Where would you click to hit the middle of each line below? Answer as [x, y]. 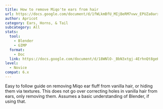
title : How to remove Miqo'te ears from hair [52, 9]
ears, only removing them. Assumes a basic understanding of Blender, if [77, 96]
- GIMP [20, 45]
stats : [12, 32]
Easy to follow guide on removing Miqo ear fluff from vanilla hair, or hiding [79, 86]
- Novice [18, 68]
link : [15, 59]
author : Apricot [21, 18]
